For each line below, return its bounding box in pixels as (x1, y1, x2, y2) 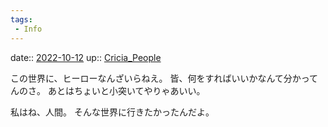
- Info (14, 24, 43, 34)
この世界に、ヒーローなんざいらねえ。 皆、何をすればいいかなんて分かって (10, 72, 319, 84)
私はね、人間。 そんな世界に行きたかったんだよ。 (10, 106, 215, 118)
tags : (10, 14, 33, 25)
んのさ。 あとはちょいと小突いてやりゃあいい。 (10, 84, 206, 96)
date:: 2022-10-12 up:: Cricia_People (10, 51, 162, 63)
